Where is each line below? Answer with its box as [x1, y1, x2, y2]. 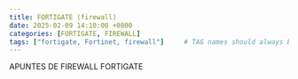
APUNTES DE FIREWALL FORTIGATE [9, 61, 144, 72]
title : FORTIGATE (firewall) [9, 12, 117, 22]
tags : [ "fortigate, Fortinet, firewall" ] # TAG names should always [9, 37, 284, 47]
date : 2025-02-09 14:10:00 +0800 [9, 21, 133, 30]
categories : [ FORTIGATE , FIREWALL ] [9, 29, 141, 38]
